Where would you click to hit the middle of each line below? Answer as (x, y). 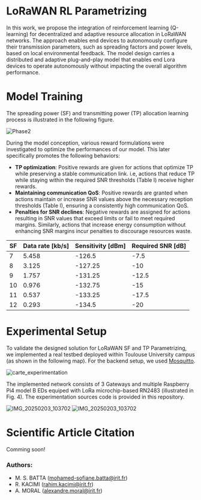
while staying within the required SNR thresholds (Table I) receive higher (104, 180)
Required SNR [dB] (159, 245)
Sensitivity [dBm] (100, 245)
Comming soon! (26, 449)
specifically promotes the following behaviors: (63, 155)
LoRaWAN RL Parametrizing (76, 11)
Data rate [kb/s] (46, 245)
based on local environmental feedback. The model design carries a (91, 53)
